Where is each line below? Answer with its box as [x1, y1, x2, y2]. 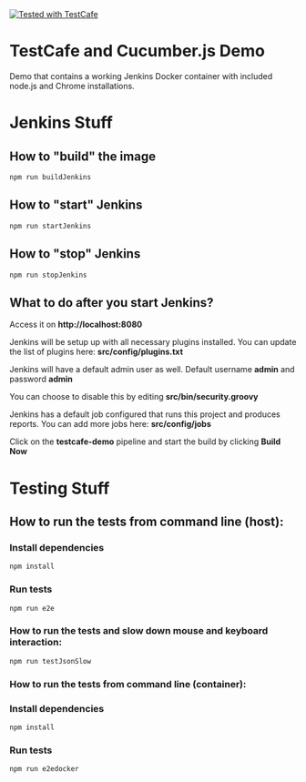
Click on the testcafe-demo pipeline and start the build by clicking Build [9, 436, 281, 447]
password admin [9, 373, 73, 385]
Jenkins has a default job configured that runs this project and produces [9, 409, 280, 420]
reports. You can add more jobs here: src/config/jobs [9, 419, 211, 430]
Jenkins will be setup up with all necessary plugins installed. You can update [9, 337, 297, 348]
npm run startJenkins [9, 221, 92, 230]
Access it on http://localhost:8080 [9, 319, 143, 330]
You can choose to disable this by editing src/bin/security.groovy [9, 391, 259, 402]
